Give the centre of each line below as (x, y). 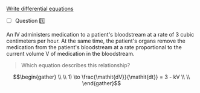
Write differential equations (40, 9)
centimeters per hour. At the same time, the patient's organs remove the (96, 41)
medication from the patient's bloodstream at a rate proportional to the (94, 47)
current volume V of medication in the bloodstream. (70, 54)
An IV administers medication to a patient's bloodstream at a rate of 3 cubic (100, 34)
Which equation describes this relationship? (76, 65)
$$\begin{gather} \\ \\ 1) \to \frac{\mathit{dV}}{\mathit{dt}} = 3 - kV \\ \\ (102, 77)
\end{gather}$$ (102, 83)
